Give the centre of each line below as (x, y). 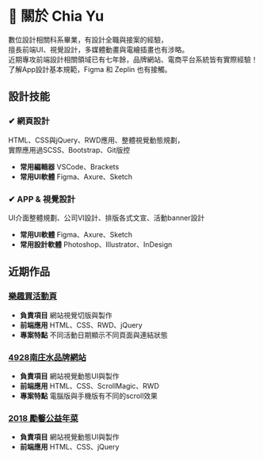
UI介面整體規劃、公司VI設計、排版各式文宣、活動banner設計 (107, 218)
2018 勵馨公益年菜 (44, 418)
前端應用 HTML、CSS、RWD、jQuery (81, 324)
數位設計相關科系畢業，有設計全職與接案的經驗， (88, 40)
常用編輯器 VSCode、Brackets (69, 166)
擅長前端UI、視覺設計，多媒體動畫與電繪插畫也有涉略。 (99, 49)
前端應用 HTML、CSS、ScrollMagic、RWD (90, 385)
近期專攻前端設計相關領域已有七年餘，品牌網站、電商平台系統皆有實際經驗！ (133, 59)
